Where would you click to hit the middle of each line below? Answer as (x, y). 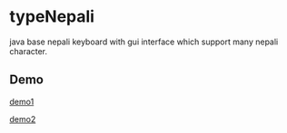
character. (29, 51)
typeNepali (52, 17)
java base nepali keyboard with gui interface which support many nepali (144, 42)
